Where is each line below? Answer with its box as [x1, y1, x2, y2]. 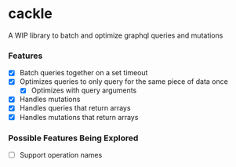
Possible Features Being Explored [8, 133, 139, 143]
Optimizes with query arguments [31, 85, 137, 95]
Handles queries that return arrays [19, 103, 131, 113]
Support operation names [19, 150, 103, 159]
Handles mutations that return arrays [19, 112, 139, 122]
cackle [8, 5, 53, 23]
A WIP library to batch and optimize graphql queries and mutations [8, 31, 223, 40]
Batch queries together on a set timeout [19, 68, 148, 78]
